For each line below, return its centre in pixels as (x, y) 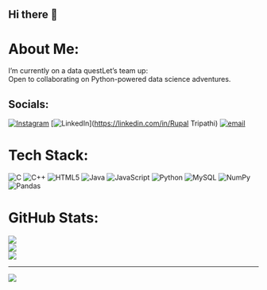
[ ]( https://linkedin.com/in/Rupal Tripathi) (134, 123)
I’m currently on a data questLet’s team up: (78, 71)
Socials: (29, 104)
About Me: (44, 49)
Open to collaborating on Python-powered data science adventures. (120, 79)
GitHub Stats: (54, 218)
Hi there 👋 (33, 15)
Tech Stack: (48, 155)
